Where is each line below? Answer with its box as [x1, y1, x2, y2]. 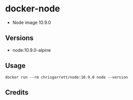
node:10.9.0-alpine [12, 47, 51, 53]
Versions [5, 34, 34, 42]
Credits [5, 88, 29, 97]
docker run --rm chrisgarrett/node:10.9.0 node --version [5, 75, 128, 80]
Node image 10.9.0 [12, 19, 51, 25]
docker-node [5, 3, 60, 14]
